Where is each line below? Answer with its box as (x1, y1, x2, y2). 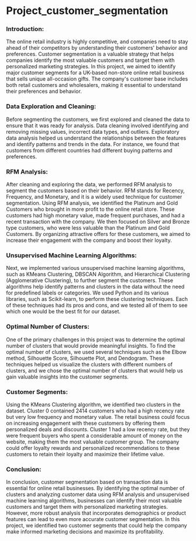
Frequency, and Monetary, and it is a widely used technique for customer (6, 193, 183, 200)
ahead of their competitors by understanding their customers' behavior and (6, 44, 188, 51)
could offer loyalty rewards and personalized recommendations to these (6, 444, 180, 451)
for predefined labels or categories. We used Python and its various (6, 289, 169, 296)
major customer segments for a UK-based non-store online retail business (6, 69, 185, 77)
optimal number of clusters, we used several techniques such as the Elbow (6, 348, 187, 355)
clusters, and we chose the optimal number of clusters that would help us (6, 367, 183, 374)
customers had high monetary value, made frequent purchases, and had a (6, 212, 185, 219)
